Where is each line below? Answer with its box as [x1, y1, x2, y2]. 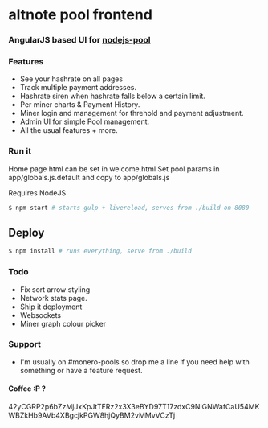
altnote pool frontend [8, 6, 152, 24]
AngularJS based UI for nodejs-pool [8, 35, 151, 46]
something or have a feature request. [19, 365, 143, 375]
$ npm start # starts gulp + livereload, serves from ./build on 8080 [8, 204, 250, 212]
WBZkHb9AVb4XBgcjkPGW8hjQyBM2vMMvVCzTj [8, 410, 176, 420]
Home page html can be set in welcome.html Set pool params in [8, 163, 220, 174]
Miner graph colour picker [19, 319, 107, 328]
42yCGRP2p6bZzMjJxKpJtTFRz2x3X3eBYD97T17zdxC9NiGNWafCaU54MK [8, 402, 260, 412]
